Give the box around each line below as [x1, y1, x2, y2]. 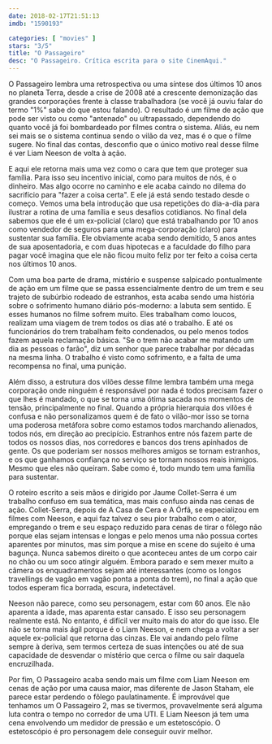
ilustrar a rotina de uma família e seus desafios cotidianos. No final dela [8, 207, 248, 216]
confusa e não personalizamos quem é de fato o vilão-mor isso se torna [8, 411, 249, 421]
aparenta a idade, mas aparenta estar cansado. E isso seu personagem [8, 607, 246, 616]
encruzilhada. [8, 659, 54, 668]
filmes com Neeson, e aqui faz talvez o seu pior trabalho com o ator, [8, 514, 237, 523]
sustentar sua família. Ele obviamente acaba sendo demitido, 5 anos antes [8, 233, 257, 242]
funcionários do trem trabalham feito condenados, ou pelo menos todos [8, 327, 249, 336]
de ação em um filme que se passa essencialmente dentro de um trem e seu [8, 284, 264, 293]
